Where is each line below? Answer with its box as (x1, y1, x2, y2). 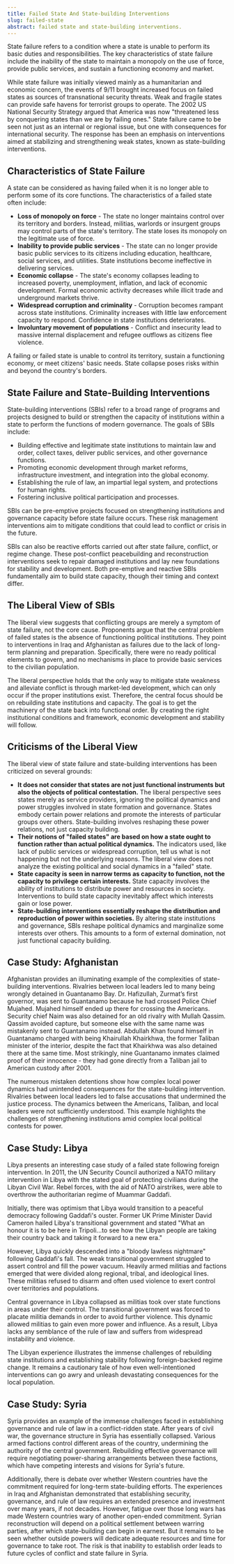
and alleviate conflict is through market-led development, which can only (7, 684, 217, 692)
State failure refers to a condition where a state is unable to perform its (7, 43, 210, 51)
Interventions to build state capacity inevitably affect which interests (17, 892, 214, 900)
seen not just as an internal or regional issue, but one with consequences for (7, 123, 227, 131)
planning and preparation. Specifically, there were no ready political (22, 647, 217, 656)
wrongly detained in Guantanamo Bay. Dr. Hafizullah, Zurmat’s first (7, 989, 198, 998)
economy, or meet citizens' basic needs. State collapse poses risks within (7, 359, 219, 367)
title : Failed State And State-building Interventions (7, 10, 170, 17)
